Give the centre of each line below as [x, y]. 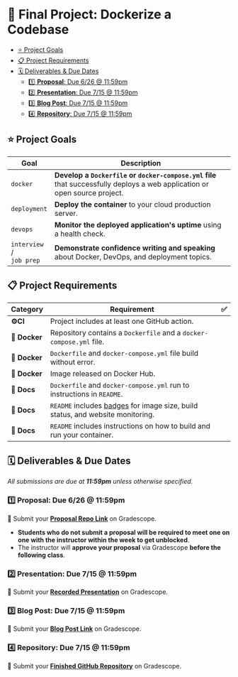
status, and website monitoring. [102, 414]
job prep [25, 260]
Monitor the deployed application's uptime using [138, 224]
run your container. [82, 435]
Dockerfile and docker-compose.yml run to [120, 385]
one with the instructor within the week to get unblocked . [103, 540]
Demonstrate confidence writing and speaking [135, 248]
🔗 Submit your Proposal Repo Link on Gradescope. [82, 519]
